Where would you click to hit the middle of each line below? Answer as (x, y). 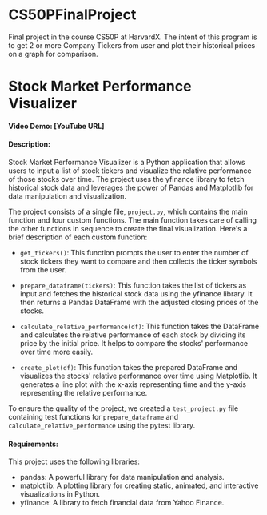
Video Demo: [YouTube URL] (56, 126)
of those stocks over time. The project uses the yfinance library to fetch (126, 179)
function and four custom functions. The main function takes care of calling (133, 220)
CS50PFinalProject (72, 15)
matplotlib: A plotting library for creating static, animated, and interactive (139, 485)
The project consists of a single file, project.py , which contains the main (128, 211)
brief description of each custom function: (78, 237)
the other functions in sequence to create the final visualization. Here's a (128, 228)
